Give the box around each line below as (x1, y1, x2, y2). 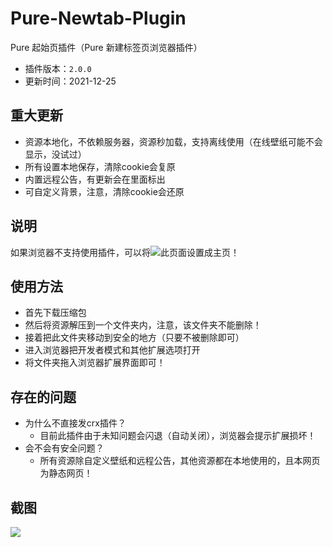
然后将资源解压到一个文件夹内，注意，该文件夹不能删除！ (24, 319, 262, 331)
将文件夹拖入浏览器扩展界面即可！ (24, 357, 166, 369)
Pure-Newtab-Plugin (10, 7, 187, 30)
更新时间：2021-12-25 (24, 75, 117, 87)
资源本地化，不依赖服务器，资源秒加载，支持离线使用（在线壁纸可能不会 (24, 135, 323, 147)
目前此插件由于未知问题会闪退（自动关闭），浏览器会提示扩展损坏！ (39, 430, 317, 442)
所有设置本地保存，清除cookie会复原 (24, 160, 176, 172)
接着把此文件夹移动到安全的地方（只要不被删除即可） (24, 332, 245, 344)
